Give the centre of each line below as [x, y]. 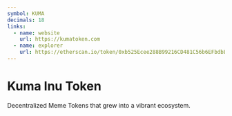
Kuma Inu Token [54, 86]
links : [17, 26]
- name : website [37, 33]
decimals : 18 [26, 20]
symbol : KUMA [26, 13]
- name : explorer [38, 46]
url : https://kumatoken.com [60, 39]
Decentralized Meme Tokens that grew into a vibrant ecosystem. [99, 105]
